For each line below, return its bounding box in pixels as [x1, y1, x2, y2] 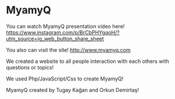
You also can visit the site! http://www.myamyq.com [6, 46, 131, 53]
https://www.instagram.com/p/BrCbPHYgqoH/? [6, 29, 120, 36]
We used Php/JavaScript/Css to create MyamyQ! [6, 75, 124, 82]
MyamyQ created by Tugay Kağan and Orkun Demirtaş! [6, 86, 139, 93]
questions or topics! [6, 63, 54, 70]
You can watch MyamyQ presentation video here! [6, 23, 125, 30]
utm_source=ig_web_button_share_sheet [6, 35, 104, 42]
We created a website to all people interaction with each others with [6, 58, 169, 65]
